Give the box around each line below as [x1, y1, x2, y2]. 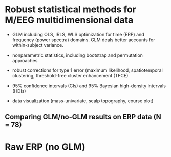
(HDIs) [12, 88, 26, 94]
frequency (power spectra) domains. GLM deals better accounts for [12, 37, 155, 43]
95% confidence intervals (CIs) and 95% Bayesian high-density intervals [12, 83, 166, 89]
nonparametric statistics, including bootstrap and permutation [12, 52, 143, 58]
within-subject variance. [12, 42, 63, 48]
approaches [12, 57, 38, 63]
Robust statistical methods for [5, 4, 137, 15]
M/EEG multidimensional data [5, 14, 134, 26]
